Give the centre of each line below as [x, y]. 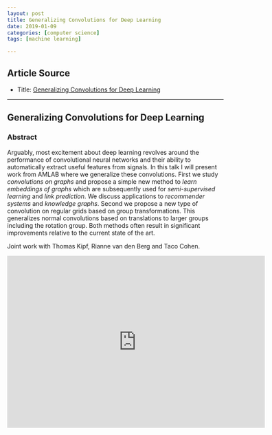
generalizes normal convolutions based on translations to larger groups [108, 218]
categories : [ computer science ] [53, 33]
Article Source [39, 73]
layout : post [26, 13]
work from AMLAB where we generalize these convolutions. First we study [113, 174]
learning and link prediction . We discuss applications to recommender [106, 196]
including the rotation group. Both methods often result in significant [104, 225]
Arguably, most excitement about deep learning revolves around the [103, 152]
